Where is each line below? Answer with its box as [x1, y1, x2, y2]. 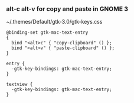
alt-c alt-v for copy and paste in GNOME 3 [6, 5, 129, 13]
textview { [6, 82, 33, 88]
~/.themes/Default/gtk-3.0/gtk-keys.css [6, 18, 103, 25]
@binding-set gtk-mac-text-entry [6, 30, 89, 36]
